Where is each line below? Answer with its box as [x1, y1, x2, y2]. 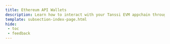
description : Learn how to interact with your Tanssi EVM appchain [5, 12, 151, 17]
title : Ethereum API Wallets [5, 7, 67, 13]
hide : [5, 21, 17, 27]
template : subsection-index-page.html [5, 17, 87, 22]
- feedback [7, 31, 30, 36]
